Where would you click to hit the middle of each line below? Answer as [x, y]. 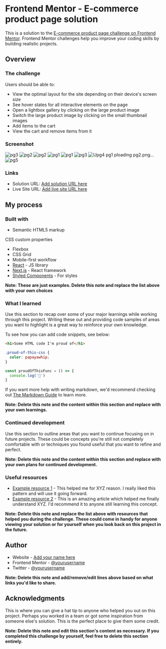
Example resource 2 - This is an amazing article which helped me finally [86, 499]
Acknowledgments [35, 598]
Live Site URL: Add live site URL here [50, 189]
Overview [21, 60]
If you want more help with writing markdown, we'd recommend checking [80, 389]
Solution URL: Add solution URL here [50, 184]
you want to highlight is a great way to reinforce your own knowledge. [76, 325]
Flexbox [20, 249]
